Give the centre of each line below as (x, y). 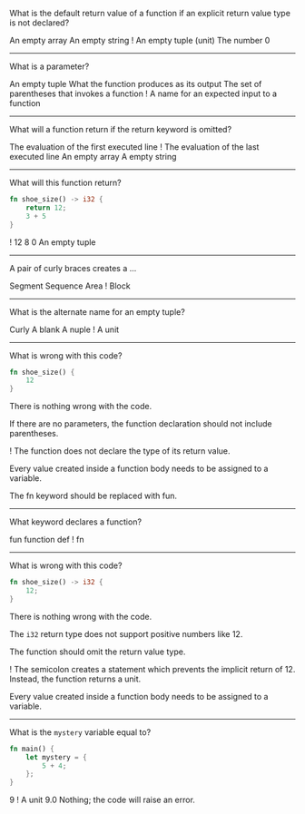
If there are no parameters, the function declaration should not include (141, 424)
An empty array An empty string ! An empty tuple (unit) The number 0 (140, 40)
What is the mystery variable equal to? (80, 732)
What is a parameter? (49, 66)
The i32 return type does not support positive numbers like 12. (126, 633)
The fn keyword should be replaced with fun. (93, 496)
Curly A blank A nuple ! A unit (64, 329)
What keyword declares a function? (76, 522)
